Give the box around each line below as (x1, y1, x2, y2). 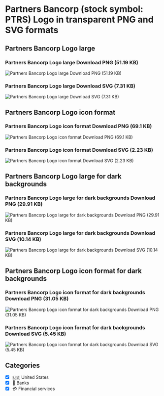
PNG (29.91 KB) (5, 201, 43, 208)
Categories (5, 361, 40, 369)
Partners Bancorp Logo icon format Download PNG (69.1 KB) (5, 123, 152, 130)
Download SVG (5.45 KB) (5, 330, 66, 337)
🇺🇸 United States (12, 374, 49, 380)
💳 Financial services (12, 386, 55, 392)
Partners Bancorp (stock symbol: (5, 3, 144, 15)
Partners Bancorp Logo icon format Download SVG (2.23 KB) (5, 146, 154, 153)
